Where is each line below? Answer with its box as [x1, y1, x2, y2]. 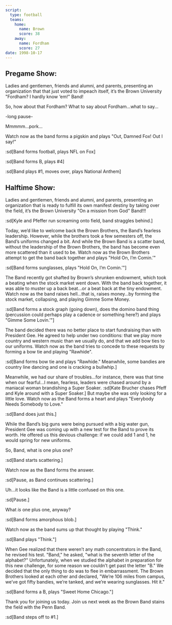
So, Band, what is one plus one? [5, 447, 73, 453]
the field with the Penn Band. [5, 604, 67, 610]
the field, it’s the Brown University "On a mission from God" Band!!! [5, 208, 146, 214]
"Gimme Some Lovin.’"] [5, 317, 55, 323]
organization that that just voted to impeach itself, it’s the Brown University [5, 88, 162, 95]
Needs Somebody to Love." [5, 401, 63, 407]
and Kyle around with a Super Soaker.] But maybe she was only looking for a [5, 390, 167, 396]
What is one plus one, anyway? [5, 507, 71, 513]
